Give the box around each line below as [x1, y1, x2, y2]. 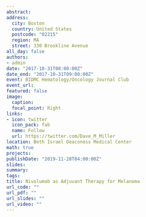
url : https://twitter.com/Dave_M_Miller [12, 133, 116, 140]
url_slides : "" [6, 195, 45, 201]
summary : [6, 167, 29, 173]
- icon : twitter [6, 116, 47, 122]
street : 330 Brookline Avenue [12, 43, 88, 49]
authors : [6, 54, 29, 60]
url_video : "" [6, 201, 43, 207]
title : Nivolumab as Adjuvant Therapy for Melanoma [6, 179, 140, 185]
